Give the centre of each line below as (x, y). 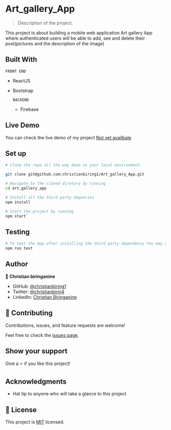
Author (17, 264)
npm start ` (17, 216)
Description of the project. (45, 23)
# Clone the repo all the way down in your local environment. (74, 165)
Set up (16, 153)
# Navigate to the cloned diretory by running (55, 183)
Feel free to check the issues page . (42, 335)
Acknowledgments (36, 381)
